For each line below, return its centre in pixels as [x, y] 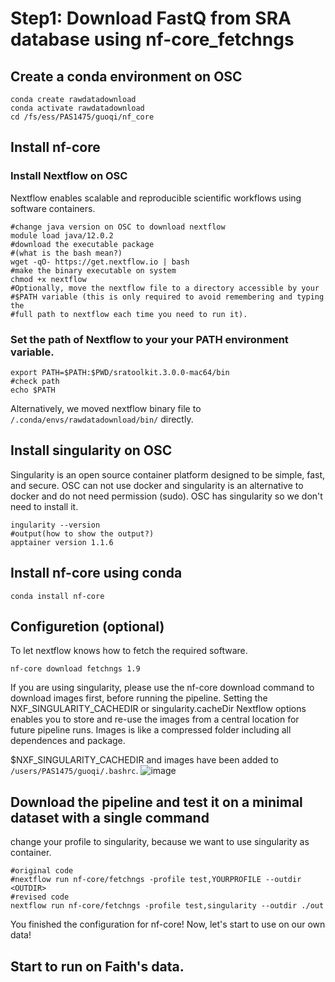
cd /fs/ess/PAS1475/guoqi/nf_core [82, 117]
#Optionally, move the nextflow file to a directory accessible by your [165, 288]
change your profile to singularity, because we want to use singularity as [160, 842]
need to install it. [44, 506]
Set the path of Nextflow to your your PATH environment [149, 339]
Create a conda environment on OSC [126, 76]
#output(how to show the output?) [82, 533]
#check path [35, 381]
